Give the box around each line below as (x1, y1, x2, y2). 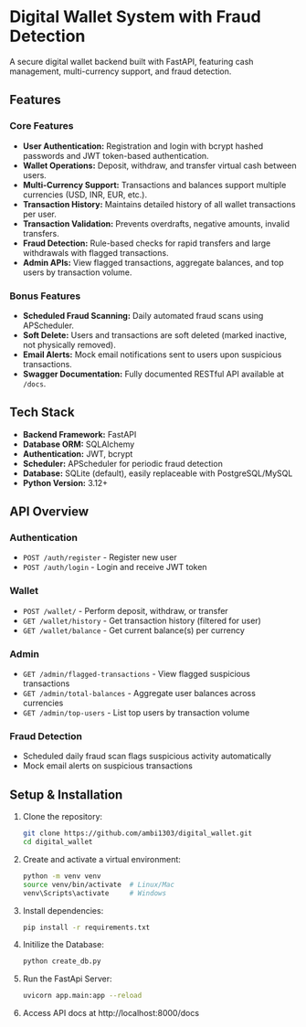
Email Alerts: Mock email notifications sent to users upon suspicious (22, 349, 282, 360)
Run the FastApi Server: (22, 973, 112, 984)
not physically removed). (22, 339, 116, 350)
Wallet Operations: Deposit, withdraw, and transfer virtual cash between (22, 160, 297, 171)
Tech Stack (9, 405, 75, 420)
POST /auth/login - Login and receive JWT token (22, 562, 207, 573)
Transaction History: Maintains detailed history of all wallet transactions (22, 198, 296, 209)
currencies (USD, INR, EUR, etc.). (22, 189, 148, 200)
